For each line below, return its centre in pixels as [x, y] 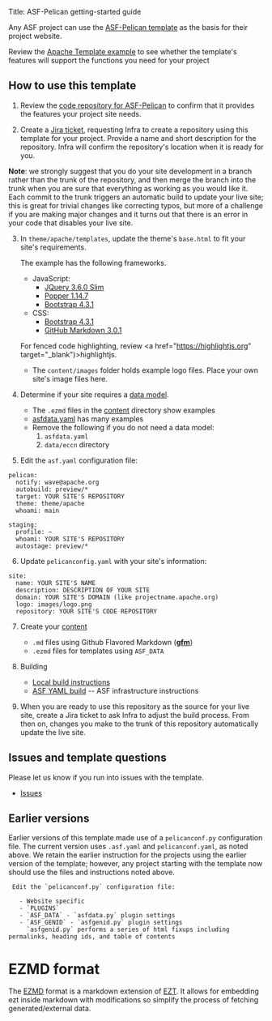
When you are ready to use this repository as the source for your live [135, 706]
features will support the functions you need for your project [109, 60]
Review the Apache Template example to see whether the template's [123, 51]
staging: [23, 525]
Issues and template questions [88, 758]
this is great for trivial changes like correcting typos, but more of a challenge [136, 205]
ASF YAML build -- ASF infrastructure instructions [115, 690]
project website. [35, 36]
